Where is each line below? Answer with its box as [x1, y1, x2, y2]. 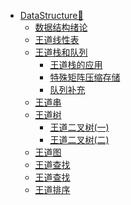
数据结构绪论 [34, 21, 88, 33]
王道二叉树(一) [49, 121, 110, 133]
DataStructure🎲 [19, 10, 84, 21]
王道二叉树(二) [49, 134, 110, 145]
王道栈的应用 [49, 59, 103, 70]
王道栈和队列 [34, 46, 88, 58]
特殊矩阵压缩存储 [49, 71, 121, 83]
